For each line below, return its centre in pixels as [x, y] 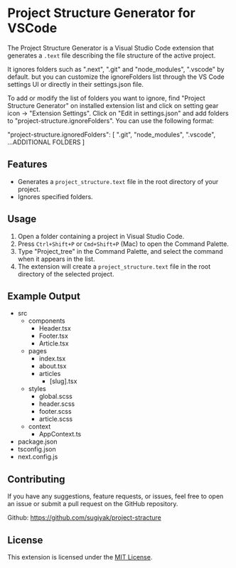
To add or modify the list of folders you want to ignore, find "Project [106, 98]
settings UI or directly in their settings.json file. [76, 84]
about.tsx [53, 366]
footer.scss [55, 412]
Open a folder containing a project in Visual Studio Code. [101, 236]
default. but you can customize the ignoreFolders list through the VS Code [116, 77]
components [47, 321]
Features [27, 165]
